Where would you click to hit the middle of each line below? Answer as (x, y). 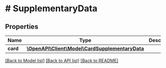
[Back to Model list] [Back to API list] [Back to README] (62, 61)
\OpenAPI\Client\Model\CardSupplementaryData (85, 48)
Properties (22, 27)
